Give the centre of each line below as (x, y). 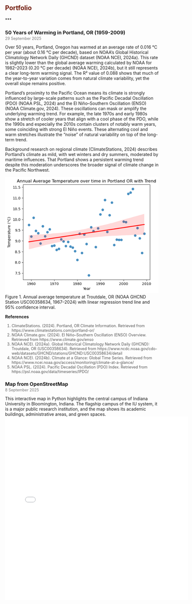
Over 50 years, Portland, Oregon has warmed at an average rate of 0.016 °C (81, 47)
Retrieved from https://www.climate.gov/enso (53, 339)
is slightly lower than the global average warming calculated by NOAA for (78, 63)
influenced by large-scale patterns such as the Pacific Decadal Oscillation (79, 98)
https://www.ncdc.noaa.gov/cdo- (127, 348)
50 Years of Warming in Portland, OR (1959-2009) (65, 32)
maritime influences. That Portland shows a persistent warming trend (74, 160)
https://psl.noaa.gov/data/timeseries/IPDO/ (50, 371)
